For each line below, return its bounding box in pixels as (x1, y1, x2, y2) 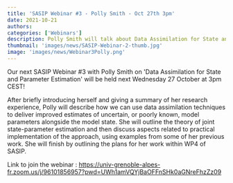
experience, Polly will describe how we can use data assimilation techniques (7, 103, 226, 111)
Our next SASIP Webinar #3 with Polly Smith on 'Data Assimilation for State (7, 67, 221, 76)
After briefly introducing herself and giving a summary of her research (7, 95, 208, 104)
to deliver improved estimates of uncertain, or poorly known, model (7, 110, 200, 118)
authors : (7, 23, 33, 30)
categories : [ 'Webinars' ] (7, 29, 82, 37)
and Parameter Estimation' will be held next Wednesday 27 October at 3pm (7, 75, 222, 83)
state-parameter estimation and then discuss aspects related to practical (7, 125, 215, 133)
